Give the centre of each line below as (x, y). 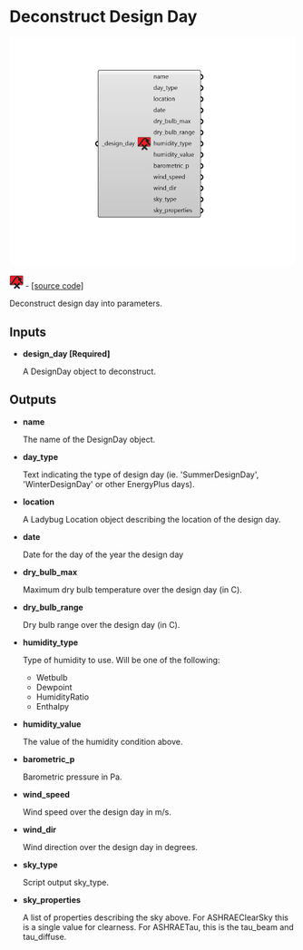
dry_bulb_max (50, 572)
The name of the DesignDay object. (89, 439)
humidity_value (52, 724)
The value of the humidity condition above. (103, 741)
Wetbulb (52, 677)
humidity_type (50, 642)
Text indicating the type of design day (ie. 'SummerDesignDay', (141, 475)
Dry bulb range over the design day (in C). (101, 624)
